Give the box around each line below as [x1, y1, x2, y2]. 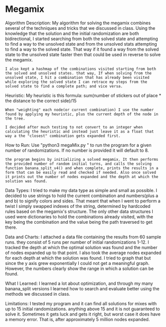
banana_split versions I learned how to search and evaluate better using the [5, 285, 160, 291]
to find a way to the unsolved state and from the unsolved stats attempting [5, 41, 157, 47]
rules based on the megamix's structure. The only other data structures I [5, 208, 154, 214]
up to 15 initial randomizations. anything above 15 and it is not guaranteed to [5, 306, 160, 312]
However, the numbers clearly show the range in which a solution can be [5, 265, 154, 271]
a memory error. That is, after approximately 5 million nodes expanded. [5, 316, 150, 322]
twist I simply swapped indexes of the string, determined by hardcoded [5, 203, 151, 209]
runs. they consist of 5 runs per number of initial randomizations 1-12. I [5, 239, 150, 245]
